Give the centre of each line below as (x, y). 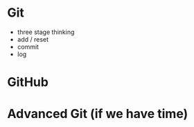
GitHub (28, 82)
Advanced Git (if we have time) (98, 114)
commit (28, 46)
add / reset (33, 39)
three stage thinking (46, 32)
